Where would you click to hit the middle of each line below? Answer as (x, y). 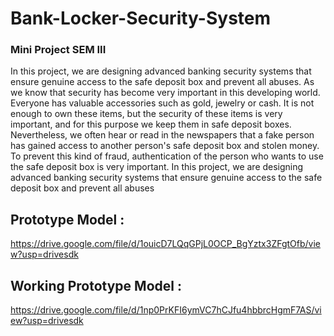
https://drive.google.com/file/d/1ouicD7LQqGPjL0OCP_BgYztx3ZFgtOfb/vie (166, 244)
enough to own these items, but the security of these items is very (146, 114)
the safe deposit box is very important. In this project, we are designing (157, 167)
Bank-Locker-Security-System (141, 18)
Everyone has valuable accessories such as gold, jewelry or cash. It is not (162, 103)
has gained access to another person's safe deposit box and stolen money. (165, 146)
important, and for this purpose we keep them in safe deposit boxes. (151, 124)
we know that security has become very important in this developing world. (165, 93)
